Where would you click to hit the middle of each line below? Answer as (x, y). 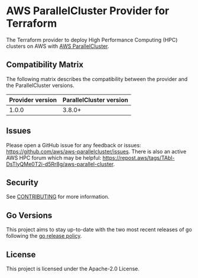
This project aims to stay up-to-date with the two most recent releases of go (99, 229)
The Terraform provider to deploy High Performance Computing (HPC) (92, 40)
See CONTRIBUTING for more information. (58, 197)
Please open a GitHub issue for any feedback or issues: (74, 145)
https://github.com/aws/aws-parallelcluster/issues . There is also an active (96, 151)
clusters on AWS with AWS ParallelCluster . (58, 46)
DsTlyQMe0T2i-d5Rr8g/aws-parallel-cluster (60, 164)
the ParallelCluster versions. (40, 85)
